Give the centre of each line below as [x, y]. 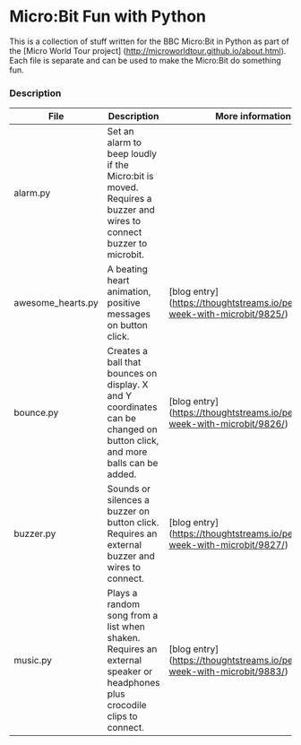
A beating [127, 269]
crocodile [127, 706]
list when [126, 627]
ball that [124, 362]
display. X [128, 385]
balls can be [133, 463]
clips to [122, 716]
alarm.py [32, 193]
